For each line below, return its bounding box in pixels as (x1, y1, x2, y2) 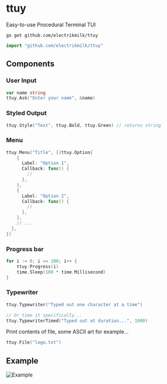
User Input (6, 77, 37, 85)
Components (6, 59, 54, 69)
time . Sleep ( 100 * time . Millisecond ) (16, 269, 107, 275)
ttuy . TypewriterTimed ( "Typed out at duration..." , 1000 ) (6, 318, 148, 324)
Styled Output (6, 109, 47, 117)
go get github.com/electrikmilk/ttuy (6, 32, 98, 38)
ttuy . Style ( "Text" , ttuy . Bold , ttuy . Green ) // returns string (6, 122, 161, 128)
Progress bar (6, 245, 44, 253)
